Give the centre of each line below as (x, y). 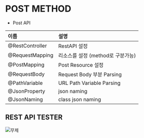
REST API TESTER (34, 118)
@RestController (27, 45)
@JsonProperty (27, 91)
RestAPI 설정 (73, 46)
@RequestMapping (31, 55)
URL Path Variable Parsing (89, 83)
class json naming (80, 99)
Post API (22, 23)
